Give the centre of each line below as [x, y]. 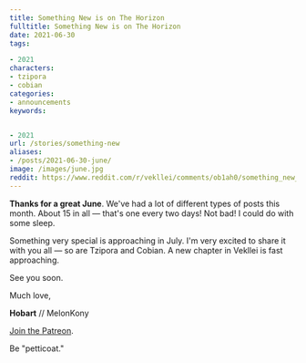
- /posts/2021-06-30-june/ [61, 161]
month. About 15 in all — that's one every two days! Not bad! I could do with [152, 213]
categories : [32, 93]
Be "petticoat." [37, 348]
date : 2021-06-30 [42, 35]
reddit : [24, 177]
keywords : [28, 110]
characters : [32, 68]
